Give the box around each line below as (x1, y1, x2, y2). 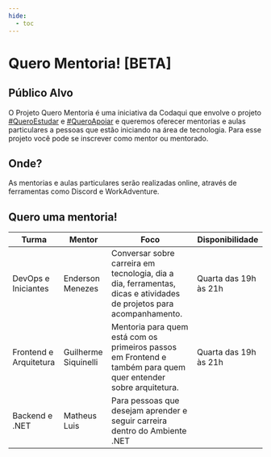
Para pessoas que (111, 395, 180, 406)
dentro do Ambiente (111, 426, 187, 437)
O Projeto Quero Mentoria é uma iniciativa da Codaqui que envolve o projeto (8, 107, 262, 117)
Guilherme (63, 346, 103, 358)
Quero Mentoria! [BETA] (8, 54, 172, 73)
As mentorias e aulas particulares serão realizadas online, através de (8, 178, 237, 188)
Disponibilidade (197, 234, 259, 245)
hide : (8, 11, 27, 20)
